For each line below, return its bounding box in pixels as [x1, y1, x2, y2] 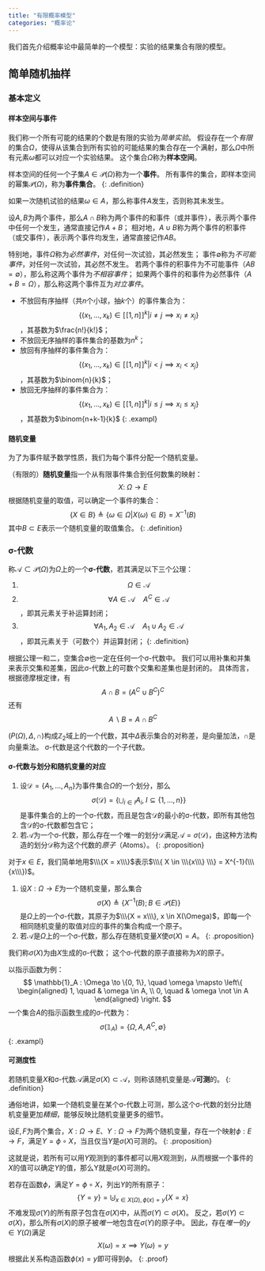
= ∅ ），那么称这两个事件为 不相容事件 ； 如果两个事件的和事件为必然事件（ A [8, 270, 252, 279]
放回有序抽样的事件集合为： [19, 346, 111, 355]
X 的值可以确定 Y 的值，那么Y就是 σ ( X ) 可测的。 [8, 1163, 155, 1172]
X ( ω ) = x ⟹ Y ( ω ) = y [97, 1240, 168, 1250]
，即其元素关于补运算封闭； [19, 608, 111, 618]
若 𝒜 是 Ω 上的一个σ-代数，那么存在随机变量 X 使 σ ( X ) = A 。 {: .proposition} [19, 931, 255, 941]
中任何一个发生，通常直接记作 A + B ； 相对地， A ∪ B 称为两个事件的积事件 [8, 223, 247, 233]
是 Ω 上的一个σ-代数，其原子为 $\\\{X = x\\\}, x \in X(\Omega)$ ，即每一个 [19, 911, 252, 921]
